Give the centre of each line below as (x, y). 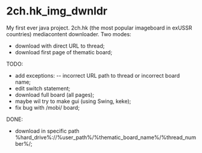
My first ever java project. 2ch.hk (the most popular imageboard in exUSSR (99, 28)
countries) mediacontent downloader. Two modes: (69, 34)
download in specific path (47, 131)
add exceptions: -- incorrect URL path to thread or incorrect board (97, 75)
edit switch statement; (43, 88)
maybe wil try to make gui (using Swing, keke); (73, 101)
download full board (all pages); (55, 95)
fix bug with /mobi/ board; (47, 107)
